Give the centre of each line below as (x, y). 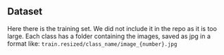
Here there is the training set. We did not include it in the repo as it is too (112, 28)
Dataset (25, 12)
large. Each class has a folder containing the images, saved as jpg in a (109, 36)
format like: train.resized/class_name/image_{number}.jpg (92, 43)
